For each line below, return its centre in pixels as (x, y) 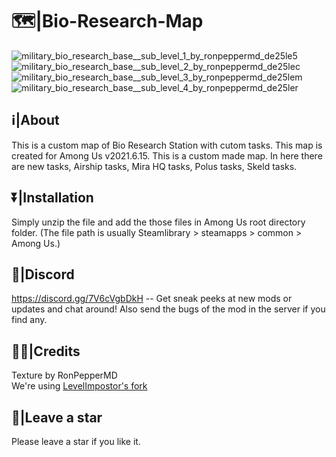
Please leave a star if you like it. (76, 441)
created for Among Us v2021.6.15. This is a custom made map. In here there (167, 155)
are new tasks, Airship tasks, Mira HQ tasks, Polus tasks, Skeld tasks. (154, 166)
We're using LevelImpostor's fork (79, 386)
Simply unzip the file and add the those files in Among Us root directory (158, 222)
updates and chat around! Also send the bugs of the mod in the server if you (168, 309)
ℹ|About (35, 120)
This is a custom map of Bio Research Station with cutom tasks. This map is (167, 145)
